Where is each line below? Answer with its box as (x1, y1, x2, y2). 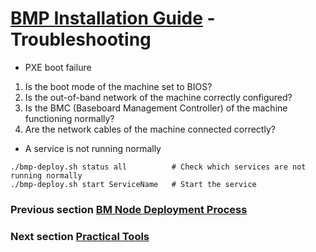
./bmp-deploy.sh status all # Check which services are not (10, 162, 307, 172)
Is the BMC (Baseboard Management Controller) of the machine (24, 102, 288, 114)
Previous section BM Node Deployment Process (10, 202, 248, 216)
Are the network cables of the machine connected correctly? (24, 123, 276, 135)
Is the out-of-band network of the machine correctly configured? (24, 91, 293, 103)
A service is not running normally (24, 142, 162, 154)
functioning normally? (24, 112, 115, 124)
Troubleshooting (10, 28, 152, 51)
